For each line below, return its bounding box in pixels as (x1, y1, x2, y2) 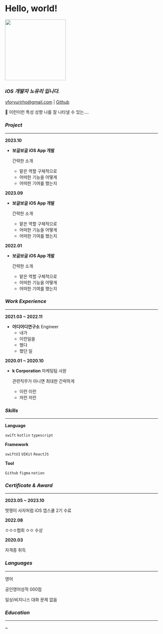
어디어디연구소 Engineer (12, 323, 59, 329)
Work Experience (5, 298, 47, 305)
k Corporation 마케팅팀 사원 (12, 368, 67, 373)
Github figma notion (5, 471, 45, 476)
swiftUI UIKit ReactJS (5, 452, 49, 457)
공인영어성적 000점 (5, 586, 42, 592)
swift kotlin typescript (5, 433, 53, 438)
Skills (5, 407, 18, 414)
